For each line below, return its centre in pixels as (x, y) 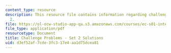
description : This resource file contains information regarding (76, 15)
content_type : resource (31, 10)
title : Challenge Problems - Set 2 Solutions (54, 38)
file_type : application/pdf (35, 29)
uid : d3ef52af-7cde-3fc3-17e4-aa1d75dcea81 (52, 43)
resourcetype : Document (31, 33)
